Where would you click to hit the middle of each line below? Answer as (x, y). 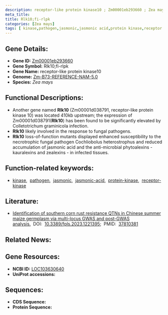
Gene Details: (27, 49)
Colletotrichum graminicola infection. (50, 126)
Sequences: (24, 290)
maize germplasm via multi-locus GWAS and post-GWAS (71, 219)
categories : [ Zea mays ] (30, 24)
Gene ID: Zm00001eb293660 (43, 61)
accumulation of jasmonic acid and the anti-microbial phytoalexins (81, 147)
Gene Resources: (32, 257)
